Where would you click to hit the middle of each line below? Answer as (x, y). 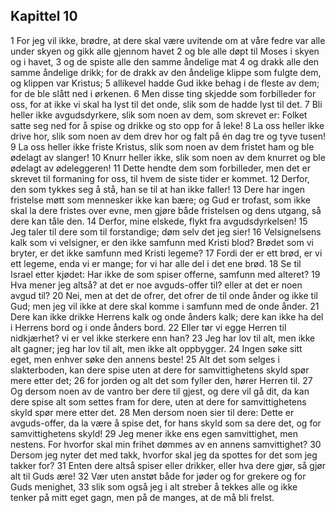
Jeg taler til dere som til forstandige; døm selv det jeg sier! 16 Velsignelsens (166, 231)
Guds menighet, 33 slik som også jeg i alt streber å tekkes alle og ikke (154, 486)
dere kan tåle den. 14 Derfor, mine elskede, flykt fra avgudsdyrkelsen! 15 (159, 221)
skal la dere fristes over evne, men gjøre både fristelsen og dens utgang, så (166, 210)
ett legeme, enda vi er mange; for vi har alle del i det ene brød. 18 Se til (156, 263)
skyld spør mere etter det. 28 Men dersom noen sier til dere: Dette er (152, 412)
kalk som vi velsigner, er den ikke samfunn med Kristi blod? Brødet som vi (162, 242)
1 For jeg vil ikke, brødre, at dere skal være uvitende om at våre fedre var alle (168, 40)
